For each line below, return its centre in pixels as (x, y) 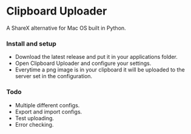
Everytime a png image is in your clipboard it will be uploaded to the (100, 70)
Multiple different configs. (47, 105)
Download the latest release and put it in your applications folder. (96, 57)
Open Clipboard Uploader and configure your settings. (83, 63)
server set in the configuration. (54, 76)
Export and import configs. (49, 112)
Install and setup (31, 44)
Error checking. (34, 124)
